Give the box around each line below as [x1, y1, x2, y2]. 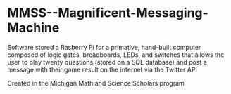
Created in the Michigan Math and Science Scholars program [7, 79, 185, 87]
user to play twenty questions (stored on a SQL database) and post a [7, 58, 208, 66]
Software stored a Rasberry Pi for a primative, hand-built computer [7, 43, 201, 51]
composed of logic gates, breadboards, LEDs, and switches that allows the [7, 51, 225, 59]
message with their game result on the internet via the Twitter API [7, 65, 197, 74]
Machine [7, 20, 60, 36]
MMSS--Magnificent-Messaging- [7, 5, 209, 21]
